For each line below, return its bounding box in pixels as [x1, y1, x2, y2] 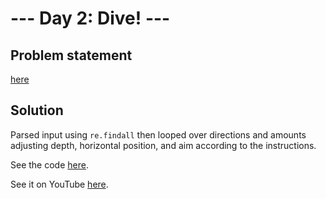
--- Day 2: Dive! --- [10, 7, 171, 30]
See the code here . [10, 158, 89, 171]
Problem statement [10, 47, 133, 64]
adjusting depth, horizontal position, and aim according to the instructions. [10, 139, 317, 151]
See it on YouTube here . [10, 178, 109, 190]
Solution [10, 102, 64, 119]
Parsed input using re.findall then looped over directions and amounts [10, 128, 307, 141]
